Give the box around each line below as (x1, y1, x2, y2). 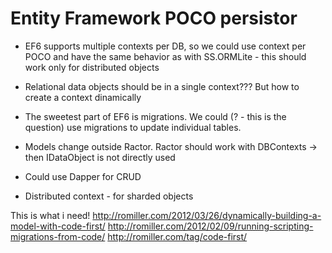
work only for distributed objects (24, 61, 160, 73)
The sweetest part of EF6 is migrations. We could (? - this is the (24, 110, 287, 122)
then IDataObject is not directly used (24, 151, 176, 163)
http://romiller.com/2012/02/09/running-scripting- (107, 220, 314, 232)
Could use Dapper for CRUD (24, 170, 142, 182)
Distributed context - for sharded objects (24, 190, 194, 202)
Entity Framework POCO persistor (10, 7, 298, 30)
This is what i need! (10, 209, 91, 221)
